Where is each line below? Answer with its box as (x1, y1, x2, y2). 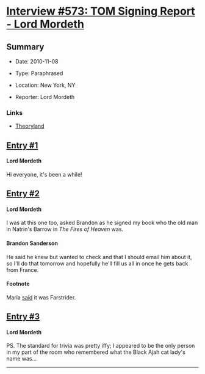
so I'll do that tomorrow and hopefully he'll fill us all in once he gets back (6, 260, 189, 267)
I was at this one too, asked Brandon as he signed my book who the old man (6, 219, 198, 227)
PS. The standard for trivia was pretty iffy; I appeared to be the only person (6, 342, 195, 350)
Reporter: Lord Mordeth (15, 94, 75, 100)
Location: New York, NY (15, 81, 76, 89)
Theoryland (15, 122, 45, 130)
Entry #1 (6, 140, 38, 150)
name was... (6, 355, 37, 362)
